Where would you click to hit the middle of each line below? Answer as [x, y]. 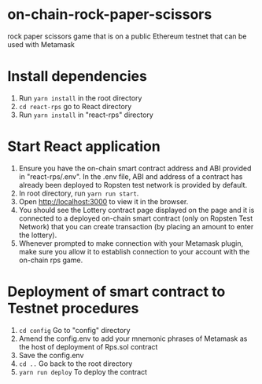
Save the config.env [51, 355]
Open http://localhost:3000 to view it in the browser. [103, 201]
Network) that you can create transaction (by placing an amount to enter [136, 226]
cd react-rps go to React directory [75, 106]
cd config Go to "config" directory [74, 330]
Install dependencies [77, 77]
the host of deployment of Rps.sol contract [88, 346]
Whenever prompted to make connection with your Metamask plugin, [131, 243]
